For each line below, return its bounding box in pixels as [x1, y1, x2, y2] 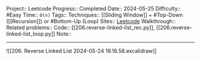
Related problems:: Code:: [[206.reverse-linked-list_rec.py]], [6, 24, 156, 31]
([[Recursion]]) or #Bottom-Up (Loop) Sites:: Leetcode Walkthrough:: [6, 18, 176, 24]
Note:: [56, 30, 72, 37]
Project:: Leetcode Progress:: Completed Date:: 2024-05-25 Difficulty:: [6, 5, 181, 12]
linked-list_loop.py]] [6, 30, 56, 37]
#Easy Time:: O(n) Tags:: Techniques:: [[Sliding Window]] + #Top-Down [6, 11, 183, 18]
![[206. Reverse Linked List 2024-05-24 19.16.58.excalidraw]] [6, 48, 157, 54]
